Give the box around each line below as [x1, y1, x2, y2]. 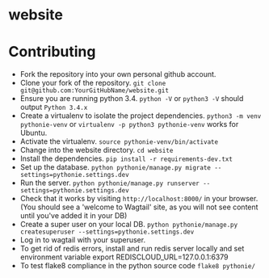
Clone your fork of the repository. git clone [19, 78, 166, 88]
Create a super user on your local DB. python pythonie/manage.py [19, 220, 238, 230]
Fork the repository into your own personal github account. [19, 69, 216, 79]
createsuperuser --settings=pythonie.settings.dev [19, 228, 195, 236]
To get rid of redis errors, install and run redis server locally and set [19, 244, 245, 254]
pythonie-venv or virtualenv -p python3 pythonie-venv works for [19, 120, 239, 129]
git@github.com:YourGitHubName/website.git [19, 86, 170, 95]
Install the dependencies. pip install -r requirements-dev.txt [19, 154, 233, 163]
